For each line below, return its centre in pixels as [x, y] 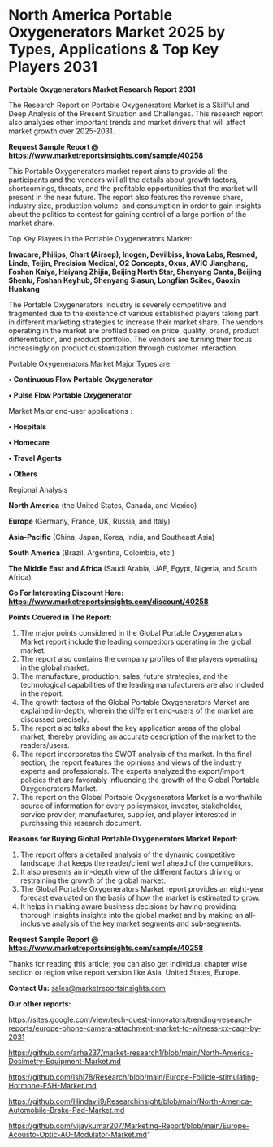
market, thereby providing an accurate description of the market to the [138, 736]
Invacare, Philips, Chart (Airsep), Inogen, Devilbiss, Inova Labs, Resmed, [133, 254]
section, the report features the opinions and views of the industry [131, 762]
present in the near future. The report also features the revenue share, [126, 197]
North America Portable [91, 15]
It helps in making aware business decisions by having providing [128, 906]
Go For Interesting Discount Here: [66, 593]
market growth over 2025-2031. [62, 131]
